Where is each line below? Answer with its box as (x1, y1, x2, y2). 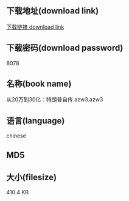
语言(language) (6, 115, 65, 126)
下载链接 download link (6, 23, 64, 31)
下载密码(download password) (6, 43, 124, 53)
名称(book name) (6, 79, 72, 89)
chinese (6, 132, 26, 139)
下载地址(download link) (6, 5, 99, 16)
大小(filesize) (6, 172, 57, 183)
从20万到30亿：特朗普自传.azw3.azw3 (6, 96, 103, 103)
